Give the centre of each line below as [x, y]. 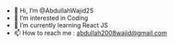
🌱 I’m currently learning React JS [61, 25]
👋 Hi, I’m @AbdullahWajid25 [54, 11]
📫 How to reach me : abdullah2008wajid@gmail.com [90, 33]
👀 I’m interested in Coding [51, 18]
